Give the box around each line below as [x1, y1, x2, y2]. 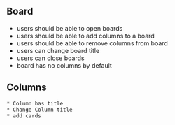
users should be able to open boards [16, 24, 123, 32]
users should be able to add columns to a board [16, 31, 155, 40]
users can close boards [16, 54, 85, 62]
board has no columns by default [16, 61, 113, 69]
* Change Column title [6, 106, 73, 113]
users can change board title [16, 46, 100, 54]
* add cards [6, 112, 41, 119]
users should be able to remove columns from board [16, 38, 169, 47]
